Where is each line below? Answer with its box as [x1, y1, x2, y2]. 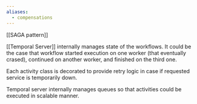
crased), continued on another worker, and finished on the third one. [6, 56, 177, 63]
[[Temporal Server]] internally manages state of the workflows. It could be [6, 43, 192, 50]
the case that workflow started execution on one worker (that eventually [6, 49, 187, 56]
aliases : [6, 8, 28, 15]
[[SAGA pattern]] [6, 31, 48, 38]
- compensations [12, 15, 53, 21]
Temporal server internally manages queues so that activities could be [6, 85, 182, 93]
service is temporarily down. [6, 74, 78, 81]
